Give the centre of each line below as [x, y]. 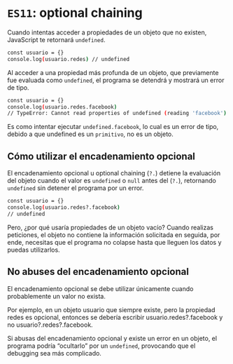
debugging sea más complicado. [54, 353]
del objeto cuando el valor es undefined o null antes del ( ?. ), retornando [112, 181]
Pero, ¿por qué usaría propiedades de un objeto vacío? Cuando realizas [110, 227]
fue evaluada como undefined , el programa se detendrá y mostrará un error [116, 80]
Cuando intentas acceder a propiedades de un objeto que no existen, [107, 32]
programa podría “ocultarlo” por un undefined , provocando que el [101, 346]
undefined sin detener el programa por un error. [76, 188]
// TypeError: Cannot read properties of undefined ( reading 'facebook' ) [117, 114]
